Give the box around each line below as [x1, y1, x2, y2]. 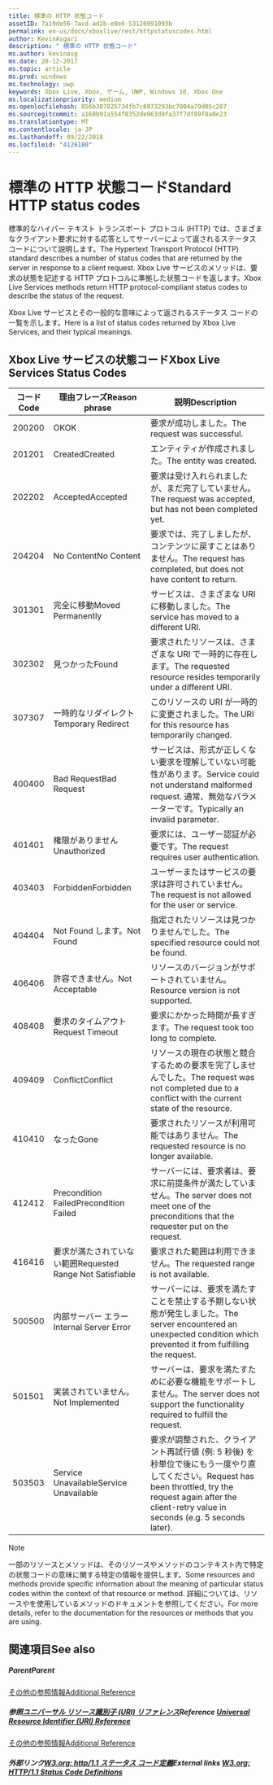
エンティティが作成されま [149, 443, 248, 454]
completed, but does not [149, 563, 244, 575]
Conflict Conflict [53, 1074, 114, 1086]
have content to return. [149, 574, 238, 585]
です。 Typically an [174, 803, 244, 815]
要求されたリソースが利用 [149, 1118, 248, 1129]
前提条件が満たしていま [166, 1178, 256, 1189]
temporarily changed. [149, 729, 232, 741]
